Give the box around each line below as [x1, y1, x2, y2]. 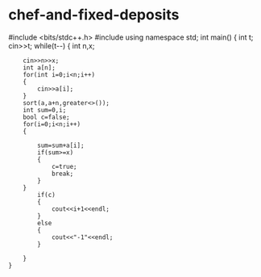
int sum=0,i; [23, 106, 67, 114]
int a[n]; [23, 63, 56, 72]
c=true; [51, 162, 78, 170]
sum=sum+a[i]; [37, 141, 85, 149]
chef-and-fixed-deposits [8, 6, 180, 24]
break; [51, 170, 74, 178]
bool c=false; [23, 113, 70, 121]
